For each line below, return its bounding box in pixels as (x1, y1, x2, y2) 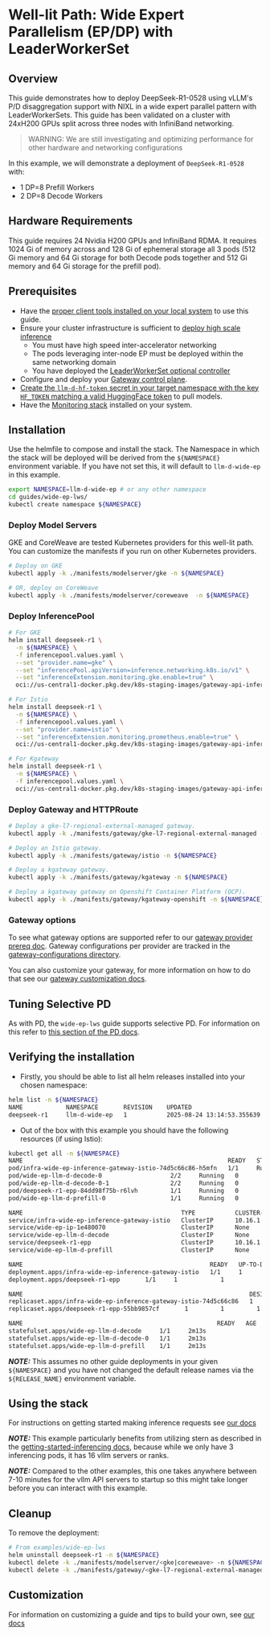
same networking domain (31, 357, 117, 367)
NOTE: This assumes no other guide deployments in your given (8, 1356, 219, 1366)
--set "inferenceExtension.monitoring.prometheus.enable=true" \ (15, 733, 239, 741)
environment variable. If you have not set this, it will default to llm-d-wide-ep (8, 461, 261, 471)
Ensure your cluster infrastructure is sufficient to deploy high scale (19, 323, 241, 333)
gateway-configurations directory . (8, 950, 121, 960)
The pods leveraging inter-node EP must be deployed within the (31, 348, 243, 359)
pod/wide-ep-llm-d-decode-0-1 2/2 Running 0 (8, 1179, 239, 1187)
